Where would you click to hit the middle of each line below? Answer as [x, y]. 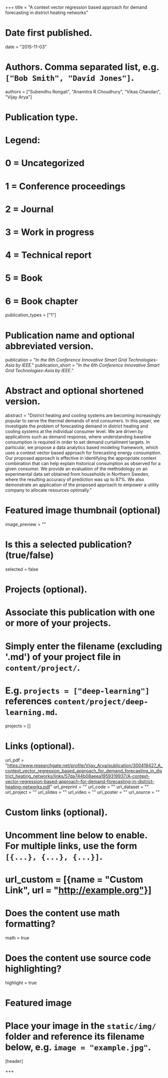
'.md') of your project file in [63, 657]
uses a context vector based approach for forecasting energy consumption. [83, 453]
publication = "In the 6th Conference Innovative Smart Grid [66, 360]
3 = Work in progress [50, 232]
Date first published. [49, 33]
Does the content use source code [78, 958]
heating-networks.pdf [28, 787]
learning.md [30, 713]
